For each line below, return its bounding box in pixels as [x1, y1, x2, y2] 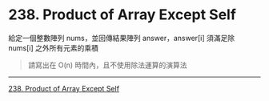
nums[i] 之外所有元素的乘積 [8, 42, 98, 53]
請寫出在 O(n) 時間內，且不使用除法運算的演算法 [27, 60, 187, 70]
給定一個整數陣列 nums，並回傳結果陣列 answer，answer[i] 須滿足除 [8, 33, 235, 42]
